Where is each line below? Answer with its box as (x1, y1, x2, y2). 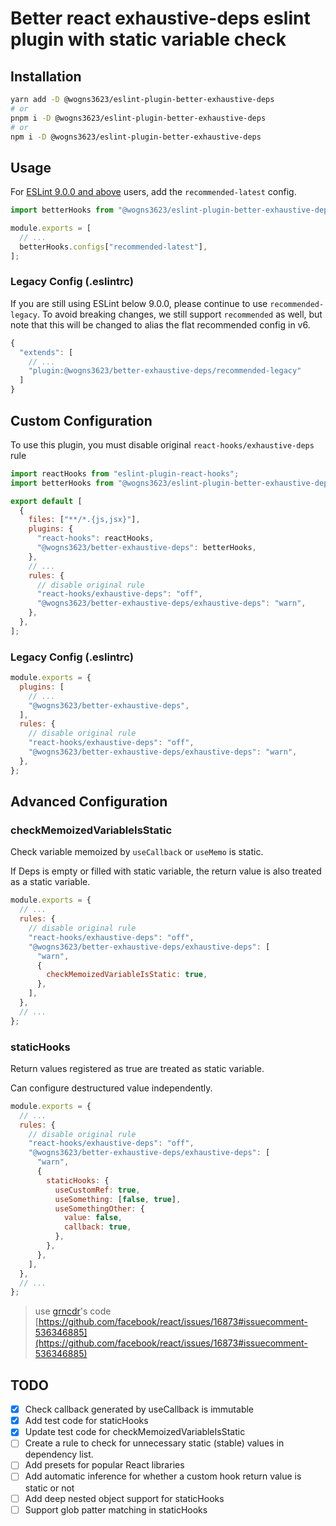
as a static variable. (10, 876, 91, 888)
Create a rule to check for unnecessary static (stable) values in (24, 1437, 285, 1449)
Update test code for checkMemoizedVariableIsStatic (24, 1426, 246, 1438)
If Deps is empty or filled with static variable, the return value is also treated (10, 865, 322, 877)
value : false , (63, 1213, 123, 1223)
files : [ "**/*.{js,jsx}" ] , (28, 515, 141, 525)
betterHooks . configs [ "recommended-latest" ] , (19, 242, 208, 252)
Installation (10, 68, 82, 85)
